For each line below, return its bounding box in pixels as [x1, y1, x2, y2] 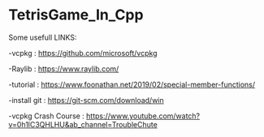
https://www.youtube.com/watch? [86, 111, 201, 121]
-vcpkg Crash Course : [8, 111, 85, 121]
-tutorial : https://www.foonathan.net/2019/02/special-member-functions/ [8, 79, 256, 89]
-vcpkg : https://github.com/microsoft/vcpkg [8, 48, 158, 58]
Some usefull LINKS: [8, 32, 77, 42]
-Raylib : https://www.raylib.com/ [8, 63, 119, 74]
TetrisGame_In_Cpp [8, 6, 144, 24]
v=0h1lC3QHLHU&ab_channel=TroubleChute [8, 119, 158, 129]
